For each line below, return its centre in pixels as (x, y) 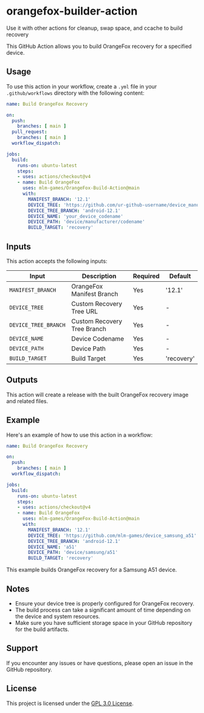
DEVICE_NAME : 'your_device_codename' (76, 216)
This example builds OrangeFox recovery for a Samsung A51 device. (92, 570)
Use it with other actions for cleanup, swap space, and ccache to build (95, 28)
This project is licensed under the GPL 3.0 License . (70, 703)
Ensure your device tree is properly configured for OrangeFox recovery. (104, 603)
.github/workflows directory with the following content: (75, 93)
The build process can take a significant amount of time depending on (103, 610)
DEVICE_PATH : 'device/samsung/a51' (73, 553)
